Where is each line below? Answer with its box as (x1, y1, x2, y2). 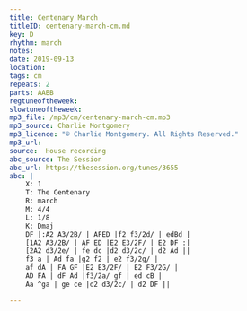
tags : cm (9, 72, 42, 81)
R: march (25, 196, 58, 206)
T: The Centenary (25, 188, 91, 197)
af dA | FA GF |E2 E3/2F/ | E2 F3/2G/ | (25, 263, 179, 272)
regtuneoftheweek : (9, 96, 78, 106)
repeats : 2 (9, 80, 50, 89)
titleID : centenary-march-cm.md (9, 22, 130, 30)
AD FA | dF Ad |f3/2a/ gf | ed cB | (25, 272, 163, 281)
